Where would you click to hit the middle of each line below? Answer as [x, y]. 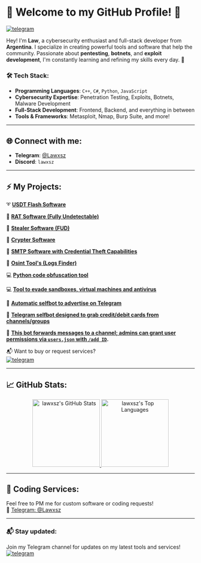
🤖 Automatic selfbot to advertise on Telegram [64, 303]
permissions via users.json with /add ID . [57, 339]
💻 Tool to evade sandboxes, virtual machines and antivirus [81, 289]
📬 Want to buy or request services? [51, 351]
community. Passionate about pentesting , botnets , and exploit [84, 53]
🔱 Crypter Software [31, 239]
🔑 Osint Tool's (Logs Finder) [42, 263]
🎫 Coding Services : [43, 489]
